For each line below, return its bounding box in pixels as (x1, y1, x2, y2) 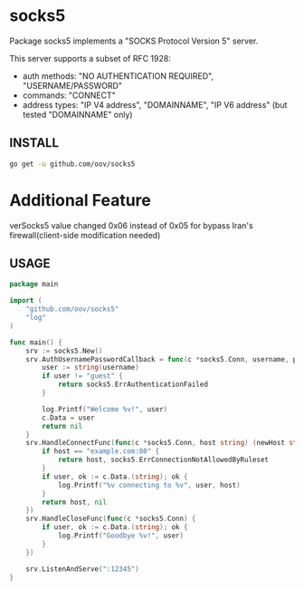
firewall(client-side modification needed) (9, 229, 161, 240)
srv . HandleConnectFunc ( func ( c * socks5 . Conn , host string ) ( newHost (25, 439, 285, 448)
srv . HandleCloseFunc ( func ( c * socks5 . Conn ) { (25, 514, 196, 524)
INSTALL (9, 135, 60, 150)
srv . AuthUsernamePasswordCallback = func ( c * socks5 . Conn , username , (25, 354, 290, 363)
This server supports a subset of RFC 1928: (9, 53, 172, 63)
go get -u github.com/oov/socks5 (9, 160, 136, 169)
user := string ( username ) (42, 363, 140, 372)
